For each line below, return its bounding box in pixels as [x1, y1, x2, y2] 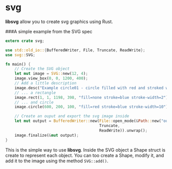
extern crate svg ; [5, 38, 45, 44]
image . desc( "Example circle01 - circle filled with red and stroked [14, 85, 164, 91]
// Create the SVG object [14, 66, 70, 72]
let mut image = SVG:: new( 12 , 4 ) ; [14, 71, 88, 76]
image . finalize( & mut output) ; [14, 133, 79, 138]
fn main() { [5, 61, 31, 67]
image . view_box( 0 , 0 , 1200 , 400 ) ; [14, 76, 88, 81]
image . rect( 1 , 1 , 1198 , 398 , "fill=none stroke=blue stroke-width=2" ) [14, 95, 168, 100]
